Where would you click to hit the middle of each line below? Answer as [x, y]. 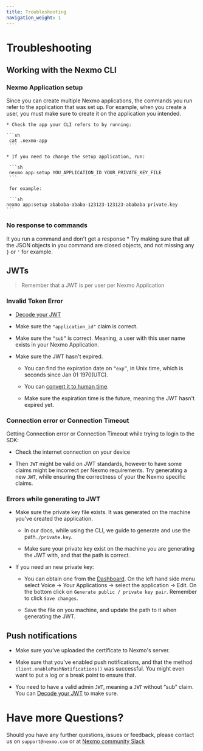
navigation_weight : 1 [34, 18]
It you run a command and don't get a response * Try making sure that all [98, 239]
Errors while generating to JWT [53, 499]
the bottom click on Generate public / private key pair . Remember [111, 592]
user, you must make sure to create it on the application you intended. [94, 114]
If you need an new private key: [54, 567]
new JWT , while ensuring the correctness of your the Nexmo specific [100, 477]
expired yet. [39, 404]
